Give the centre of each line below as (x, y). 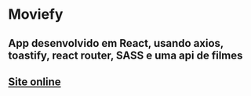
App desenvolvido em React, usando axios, (116, 43)
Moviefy (36, 14)
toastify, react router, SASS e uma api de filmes (125, 55)
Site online (35, 82)
